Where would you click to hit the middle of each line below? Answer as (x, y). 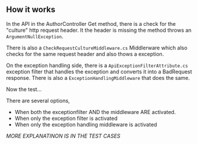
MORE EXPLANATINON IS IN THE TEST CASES (63, 136)
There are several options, (38, 101)
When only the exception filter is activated (66, 118)
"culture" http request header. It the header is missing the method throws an (99, 30)
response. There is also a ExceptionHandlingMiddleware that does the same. (98, 78)
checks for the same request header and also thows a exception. (85, 54)
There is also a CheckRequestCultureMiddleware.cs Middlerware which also (97, 48)
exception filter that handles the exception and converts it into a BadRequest (99, 71)
